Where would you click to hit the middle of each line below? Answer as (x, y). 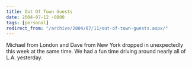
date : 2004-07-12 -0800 (36, 17)
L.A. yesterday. (24, 58)
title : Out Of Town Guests (39, 12)
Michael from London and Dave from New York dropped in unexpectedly (95, 45)
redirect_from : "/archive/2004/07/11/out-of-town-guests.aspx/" (87, 28)
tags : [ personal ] (28, 23)
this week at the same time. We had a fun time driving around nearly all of (96, 52)
